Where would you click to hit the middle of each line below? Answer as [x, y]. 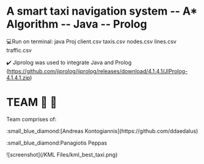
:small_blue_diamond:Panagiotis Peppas [57, 143]
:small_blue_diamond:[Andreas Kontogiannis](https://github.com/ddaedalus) [102, 131]
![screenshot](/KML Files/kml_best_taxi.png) [62, 154]
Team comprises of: [31, 119]
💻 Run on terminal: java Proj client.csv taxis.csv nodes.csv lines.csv [92, 41]
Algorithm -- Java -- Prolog [77, 24]
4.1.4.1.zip [18, 77]
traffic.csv [19, 50]
